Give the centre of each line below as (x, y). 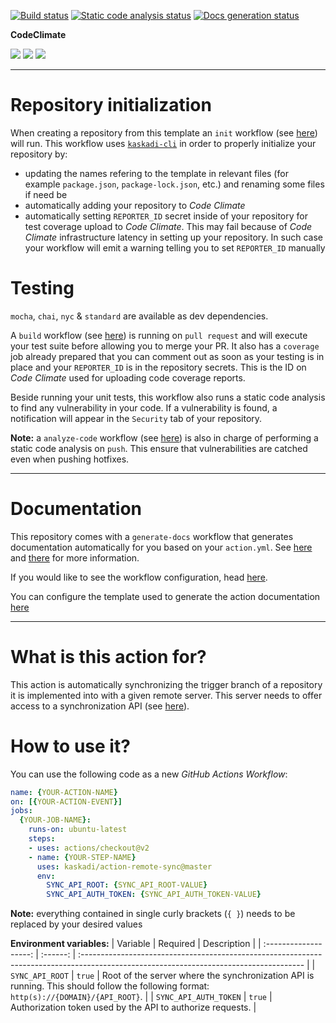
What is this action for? (108, 657)
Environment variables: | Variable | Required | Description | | (136, 944)
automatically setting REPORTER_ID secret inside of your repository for (166, 216)
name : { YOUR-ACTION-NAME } (64, 792)
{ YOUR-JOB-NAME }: (55, 820)
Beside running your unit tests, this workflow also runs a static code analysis (168, 397)
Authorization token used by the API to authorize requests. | (133, 1007)
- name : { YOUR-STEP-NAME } (82, 857)
